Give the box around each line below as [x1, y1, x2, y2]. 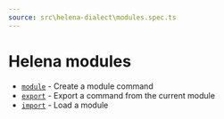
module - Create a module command [21, 81, 153, 91]
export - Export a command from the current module [21, 90, 216, 100]
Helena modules [8, 51, 131, 71]
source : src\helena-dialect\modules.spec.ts [8, 12, 177, 22]
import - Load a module [21, 99, 109, 110]
